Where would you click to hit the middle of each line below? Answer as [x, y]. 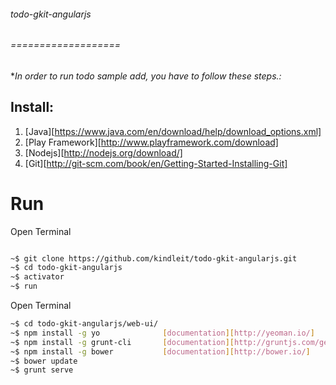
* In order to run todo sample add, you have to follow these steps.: [146, 76]
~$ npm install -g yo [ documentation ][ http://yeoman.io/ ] [162, 333]
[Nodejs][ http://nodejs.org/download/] [103, 152]
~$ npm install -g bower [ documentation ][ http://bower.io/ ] [160, 351]
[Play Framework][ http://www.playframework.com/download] [151, 142]
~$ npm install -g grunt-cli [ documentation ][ [122, 342]
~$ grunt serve [42, 370]
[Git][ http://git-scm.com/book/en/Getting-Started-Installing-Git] [156, 163]
